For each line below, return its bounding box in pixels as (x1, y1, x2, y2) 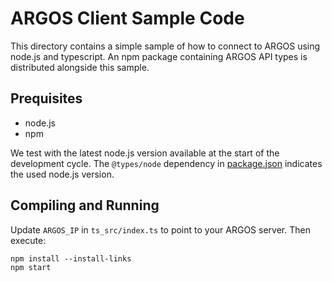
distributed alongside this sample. (10, 61, 150, 73)
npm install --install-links (10, 253, 132, 264)
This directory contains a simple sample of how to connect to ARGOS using (10, 40, 321, 52)
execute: (10, 234, 47, 246)
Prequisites (10, 90, 83, 107)
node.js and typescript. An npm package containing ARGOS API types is (10, 50, 308, 62)
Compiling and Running (10, 197, 160, 214)
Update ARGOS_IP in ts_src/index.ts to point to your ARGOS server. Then (10, 223, 311, 236)
